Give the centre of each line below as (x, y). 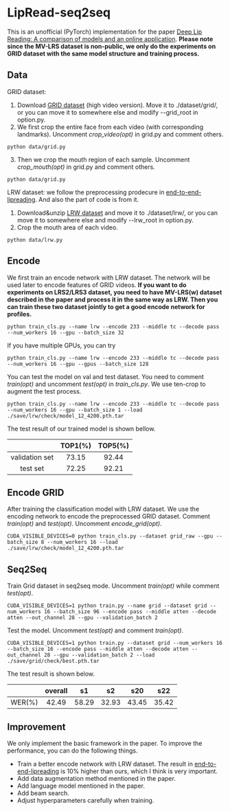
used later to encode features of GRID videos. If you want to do (97, 285)
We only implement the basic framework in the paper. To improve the (105, 743)
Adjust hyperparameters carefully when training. (85, 800)
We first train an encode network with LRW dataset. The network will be (109, 277)
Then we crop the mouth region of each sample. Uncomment (103, 159)
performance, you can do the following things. (72, 751)
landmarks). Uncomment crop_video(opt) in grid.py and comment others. (120, 134)
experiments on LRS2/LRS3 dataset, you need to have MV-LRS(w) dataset (115, 292)
